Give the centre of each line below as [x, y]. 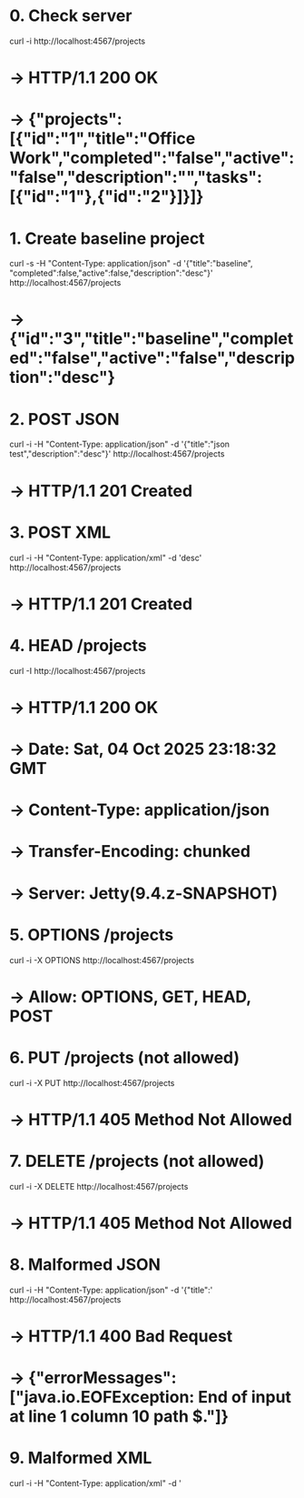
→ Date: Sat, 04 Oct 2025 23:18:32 [143, 749]
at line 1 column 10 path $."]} [119, 1417]
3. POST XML [60, 532]
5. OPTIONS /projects [92, 935]
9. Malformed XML [81, 1458]
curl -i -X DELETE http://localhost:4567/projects [99, 1186]
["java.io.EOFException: [102, 1397]
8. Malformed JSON [85, 1265]
